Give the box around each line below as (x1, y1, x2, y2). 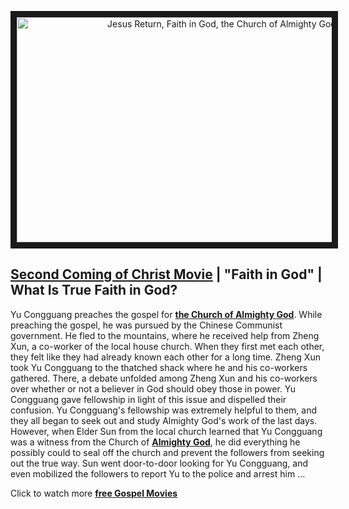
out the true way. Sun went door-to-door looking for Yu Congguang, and (10, 457, 309, 469)
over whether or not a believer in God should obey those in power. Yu (10, 382, 297, 395)
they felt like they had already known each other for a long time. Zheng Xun (10, 351, 321, 363)
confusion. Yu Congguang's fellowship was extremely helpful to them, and (10, 404, 317, 416)
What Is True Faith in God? (10, 282, 178, 299)
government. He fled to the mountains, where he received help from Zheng (10, 329, 320, 341)
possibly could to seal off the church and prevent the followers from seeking (10, 446, 325, 458)
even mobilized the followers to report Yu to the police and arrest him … (10, 467, 306, 480)
